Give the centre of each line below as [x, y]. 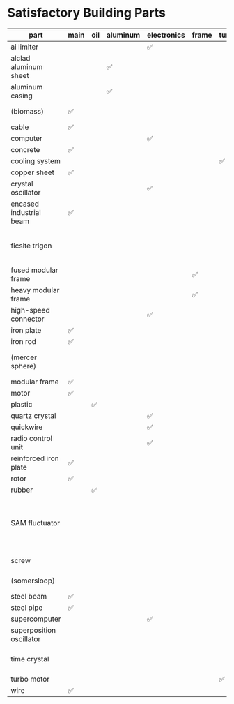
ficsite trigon [31, 246]
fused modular [34, 270]
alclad [21, 58]
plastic [22, 404]
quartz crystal [33, 415]
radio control [32, 438]
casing [22, 96]
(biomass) [27, 111]
